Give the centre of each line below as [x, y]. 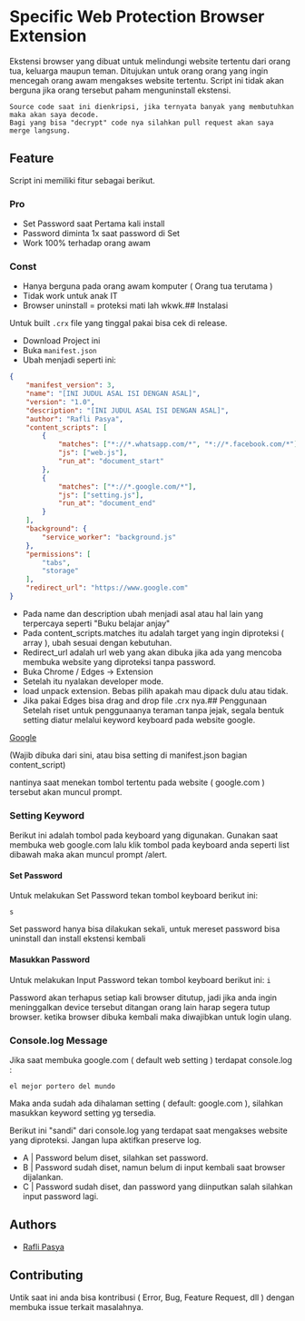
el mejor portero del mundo [63, 1086]
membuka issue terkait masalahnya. [76, 1306]
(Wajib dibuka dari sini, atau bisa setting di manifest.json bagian [128, 755]
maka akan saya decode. [54, 114]
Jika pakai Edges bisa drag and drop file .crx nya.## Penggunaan [145, 700]
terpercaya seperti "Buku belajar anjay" [96, 623]
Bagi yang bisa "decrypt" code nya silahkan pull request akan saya [142, 123]
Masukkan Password [50, 959]
